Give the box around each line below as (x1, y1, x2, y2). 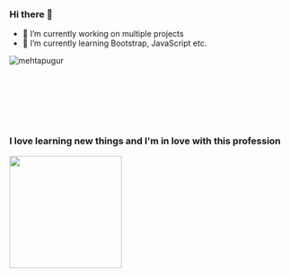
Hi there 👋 (9, 8, 54, 21)
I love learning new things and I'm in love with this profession (9, 134, 281, 147)
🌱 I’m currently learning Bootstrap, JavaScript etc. (22, 38, 207, 48)
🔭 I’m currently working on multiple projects (22, 29, 184, 39)
